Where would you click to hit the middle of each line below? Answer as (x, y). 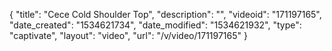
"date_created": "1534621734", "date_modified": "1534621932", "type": (155, 25)
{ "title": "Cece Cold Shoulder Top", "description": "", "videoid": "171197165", (165, 14)
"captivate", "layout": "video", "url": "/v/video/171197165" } (128, 35)
